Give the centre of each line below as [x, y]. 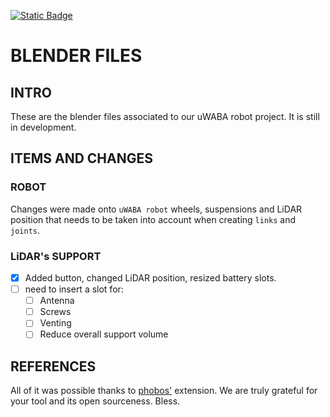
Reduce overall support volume [104, 334]
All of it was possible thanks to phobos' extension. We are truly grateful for [164, 391]
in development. [43, 127]
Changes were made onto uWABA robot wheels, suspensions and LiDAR [156, 209]
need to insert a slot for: [74, 289]
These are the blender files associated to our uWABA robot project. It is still [165, 116]
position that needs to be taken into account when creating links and [153, 219]
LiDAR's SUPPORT [56, 256]
